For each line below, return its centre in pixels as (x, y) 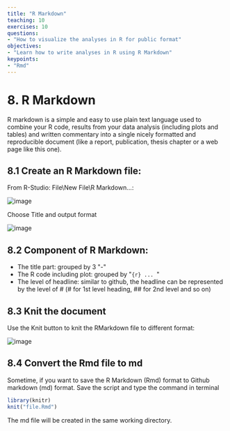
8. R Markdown (51, 100)
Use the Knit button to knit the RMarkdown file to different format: (101, 328)
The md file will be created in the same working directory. (90, 420)
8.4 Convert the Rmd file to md (75, 363)
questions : (23, 33)
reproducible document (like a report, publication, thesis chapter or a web (113, 142)
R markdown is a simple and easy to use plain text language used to (104, 119)
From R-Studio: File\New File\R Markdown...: (71, 188)
